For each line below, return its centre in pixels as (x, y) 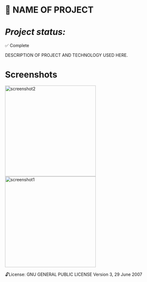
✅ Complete (17, 46)
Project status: (35, 32)
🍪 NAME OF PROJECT (49, 10)
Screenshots (31, 75)
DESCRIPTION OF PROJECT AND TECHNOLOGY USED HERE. (66, 55)
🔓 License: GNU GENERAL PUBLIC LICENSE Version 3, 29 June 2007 (74, 274)
